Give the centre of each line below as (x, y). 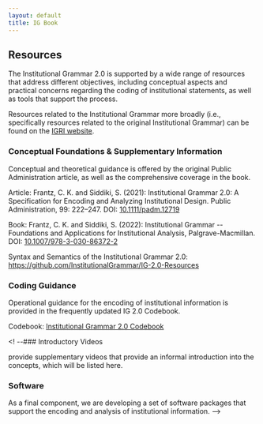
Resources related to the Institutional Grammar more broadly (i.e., (115, 114)
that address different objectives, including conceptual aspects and (118, 82)
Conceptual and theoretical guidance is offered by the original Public (120, 169)
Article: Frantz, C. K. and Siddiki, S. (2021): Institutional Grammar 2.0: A (124, 192)
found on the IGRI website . (51, 131)
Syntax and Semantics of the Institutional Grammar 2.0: (98, 257)
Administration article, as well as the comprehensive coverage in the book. (130, 177)
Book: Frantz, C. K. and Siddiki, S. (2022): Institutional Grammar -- (116, 224)
